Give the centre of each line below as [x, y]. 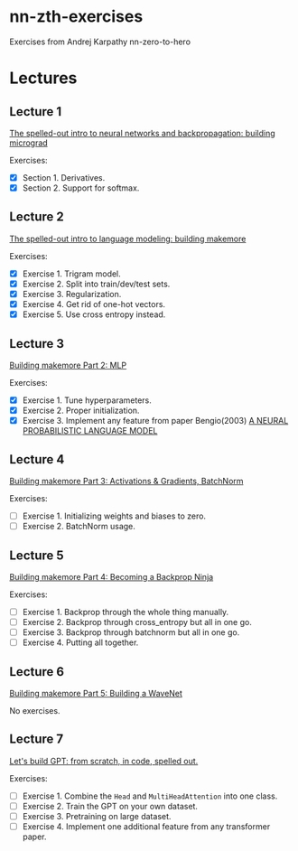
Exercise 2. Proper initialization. [81, 411]
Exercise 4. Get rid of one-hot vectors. [93, 304]
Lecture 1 [36, 112]
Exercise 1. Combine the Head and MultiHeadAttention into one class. [150, 796]
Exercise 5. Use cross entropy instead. [94, 314]
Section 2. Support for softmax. [81, 188]
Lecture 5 [37, 555]
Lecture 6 [37, 672]
